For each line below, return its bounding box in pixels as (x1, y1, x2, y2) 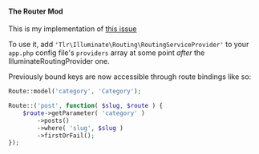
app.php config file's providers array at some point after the (8, 48, 205, 57)
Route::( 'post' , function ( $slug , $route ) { (8, 102, 163, 110)
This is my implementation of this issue (8, 24, 137, 34)
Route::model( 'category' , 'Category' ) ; (8, 88, 142, 96)
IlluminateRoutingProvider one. (8, 57, 110, 66)
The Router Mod (8, 6, 63, 16)
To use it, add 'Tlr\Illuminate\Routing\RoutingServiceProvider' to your (8, 40, 249, 49)
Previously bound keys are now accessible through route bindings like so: (8, 72, 252, 81)
